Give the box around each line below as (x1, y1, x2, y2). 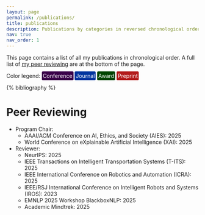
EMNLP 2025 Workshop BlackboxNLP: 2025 (24, 196, 136, 204)
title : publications (6, 20, 59, 26)
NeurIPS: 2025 (24, 151, 62, 158)
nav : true (6, 32, 32, 38)
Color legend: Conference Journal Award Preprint (6, 72, 138, 79)
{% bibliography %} (6, 84, 56, 91)
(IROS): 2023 (24, 190, 57, 197)
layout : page (6, 9, 40, 15)
